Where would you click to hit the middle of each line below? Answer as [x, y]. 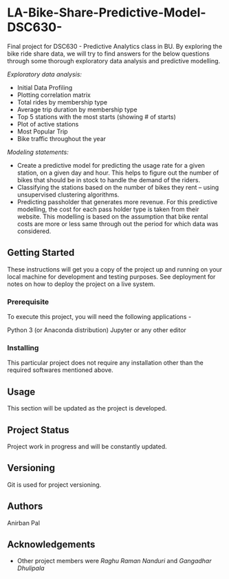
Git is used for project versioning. [54, 484]
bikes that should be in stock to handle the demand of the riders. [109, 179]
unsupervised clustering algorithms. [68, 195]
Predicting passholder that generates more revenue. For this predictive [117, 201]
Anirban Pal [23, 523]
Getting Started [41, 253]
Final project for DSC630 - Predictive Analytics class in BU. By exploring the [115, 46]
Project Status [39, 430]
